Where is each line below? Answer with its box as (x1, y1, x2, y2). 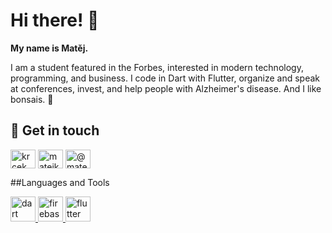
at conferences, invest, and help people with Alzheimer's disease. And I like (10, 82, 322, 94)
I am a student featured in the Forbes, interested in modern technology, (10, 61, 304, 73)
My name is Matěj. (10, 42, 89, 54)
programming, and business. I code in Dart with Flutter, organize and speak (10, 72, 321, 84)
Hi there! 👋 (10, 9, 100, 32)
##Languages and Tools (10, 176, 110, 188)
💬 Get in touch (10, 122, 100, 139)
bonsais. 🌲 (10, 93, 54, 105)
